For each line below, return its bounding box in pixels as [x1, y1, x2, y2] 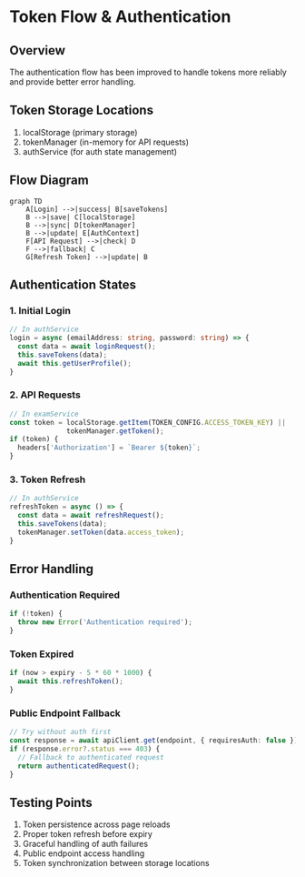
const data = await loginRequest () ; [17, 342, 156, 351]
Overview [9, 43, 66, 58]
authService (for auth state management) [22, 146, 178, 156]
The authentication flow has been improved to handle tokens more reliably [9, 66, 288, 77]
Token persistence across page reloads [22, 819, 171, 830]
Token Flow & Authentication [9, 6, 231, 27]
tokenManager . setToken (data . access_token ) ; [17, 528, 184, 537]
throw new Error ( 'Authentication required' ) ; [17, 618, 193, 627]
